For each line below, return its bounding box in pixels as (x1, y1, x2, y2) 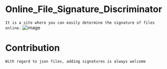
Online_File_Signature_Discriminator (5, 4, 162, 15)
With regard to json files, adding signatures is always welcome (5, 59, 146, 64)
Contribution (5, 42, 60, 54)
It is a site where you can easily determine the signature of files (5, 20, 155, 25)
